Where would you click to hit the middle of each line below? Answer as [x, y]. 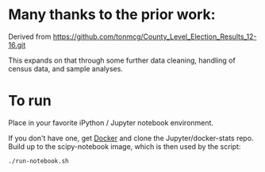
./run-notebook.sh [38, 161]
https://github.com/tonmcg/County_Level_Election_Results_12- [155, 36]
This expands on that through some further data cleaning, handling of [122, 60]
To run [30, 101]
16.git [17, 44]
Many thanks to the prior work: [112, 15]
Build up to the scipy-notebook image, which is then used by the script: [125, 146]
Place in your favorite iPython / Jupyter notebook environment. [111, 122]
